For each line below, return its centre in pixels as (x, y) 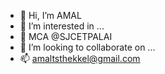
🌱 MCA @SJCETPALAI (66, 36)
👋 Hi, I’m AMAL (50, 15)
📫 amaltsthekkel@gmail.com (80, 58)
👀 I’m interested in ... (62, 26)
